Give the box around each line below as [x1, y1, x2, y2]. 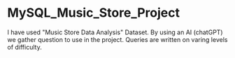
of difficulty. [7, 43, 42, 51]
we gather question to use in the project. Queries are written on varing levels [7, 35, 228, 43]
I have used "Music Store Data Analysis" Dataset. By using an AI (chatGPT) [7, 28, 223, 36]
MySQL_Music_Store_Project [7, 5, 180, 21]
